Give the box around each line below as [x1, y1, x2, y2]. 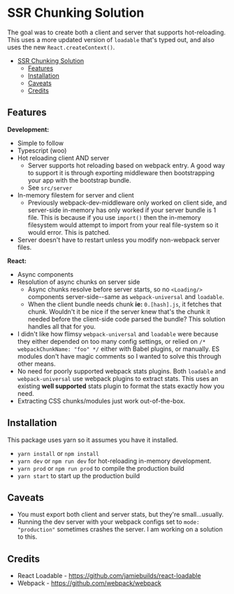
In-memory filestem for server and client [17, 191, 134, 199]
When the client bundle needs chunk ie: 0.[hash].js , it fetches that [27, 300, 222, 308]
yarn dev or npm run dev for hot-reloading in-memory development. [17, 457, 212, 465]
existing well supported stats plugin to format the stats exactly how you [17, 382, 225, 390]
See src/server [27, 184, 73, 192]
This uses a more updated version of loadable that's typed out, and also [7, 35, 215, 43]
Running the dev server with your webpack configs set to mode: [17, 518, 200, 526]
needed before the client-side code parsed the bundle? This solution [27, 315, 226, 323]
